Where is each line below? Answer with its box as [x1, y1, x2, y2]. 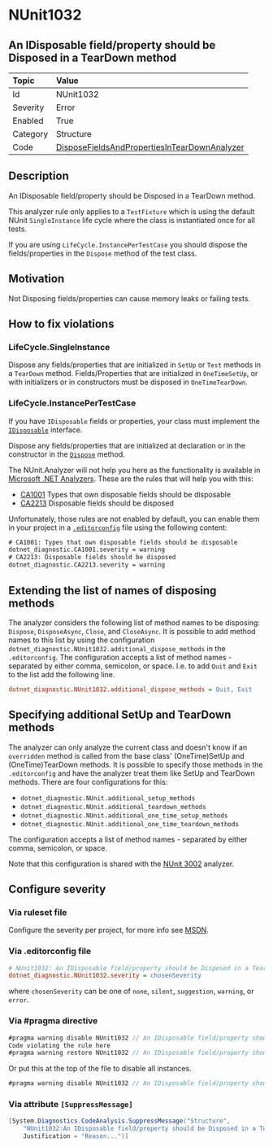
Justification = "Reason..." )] [23, 1132, 129, 1140]
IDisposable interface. [8, 425, 83, 435]
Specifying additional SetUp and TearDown [8, 708, 232, 722]
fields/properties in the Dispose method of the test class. [8, 248, 197, 258]
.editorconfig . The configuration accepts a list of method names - [8, 652, 232, 662]
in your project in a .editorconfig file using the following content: [8, 523, 227, 532]
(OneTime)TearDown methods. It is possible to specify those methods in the [8, 760, 263, 769]
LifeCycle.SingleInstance [8, 341, 110, 352]
